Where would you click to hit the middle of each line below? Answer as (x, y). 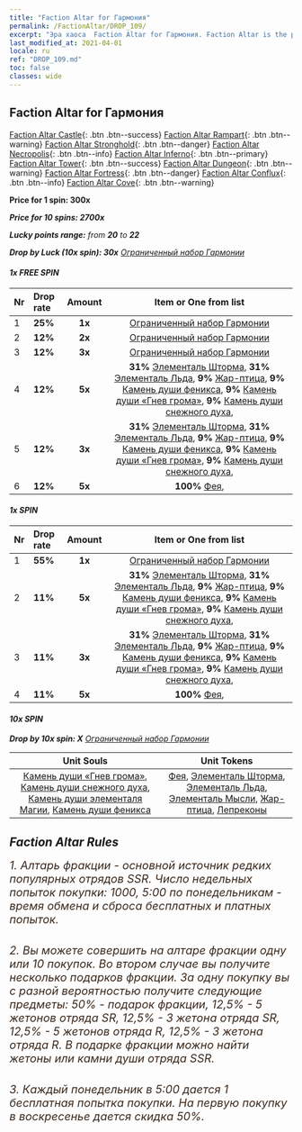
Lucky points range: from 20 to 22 (75, 234)
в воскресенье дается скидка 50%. (107, 1116)
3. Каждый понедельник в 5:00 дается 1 (119, 1089)
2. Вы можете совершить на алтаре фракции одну (148, 950)
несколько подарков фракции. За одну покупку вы (150, 977)
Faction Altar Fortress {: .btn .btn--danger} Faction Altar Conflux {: (165, 173)
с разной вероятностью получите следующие (136, 991)
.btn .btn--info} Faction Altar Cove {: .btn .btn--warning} (112, 182)
